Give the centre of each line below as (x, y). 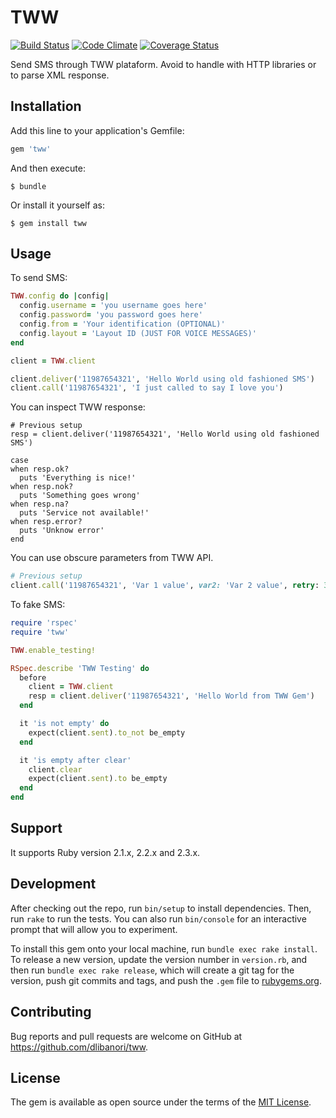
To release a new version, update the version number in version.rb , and (159, 959)
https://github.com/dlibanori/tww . (79, 1047)
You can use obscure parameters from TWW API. (112, 558)
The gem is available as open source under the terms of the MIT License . (161, 1102)
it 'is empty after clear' (75, 760)
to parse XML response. (60, 75)
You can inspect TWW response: (78, 407)
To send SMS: (39, 278)
